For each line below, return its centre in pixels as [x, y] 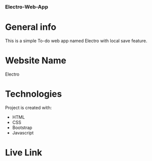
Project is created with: [29, 107]
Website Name [36, 61]
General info [31, 27]
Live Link [24, 152]
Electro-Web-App [27, 7]
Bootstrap [22, 127]
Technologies [34, 94]
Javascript [23, 133]
